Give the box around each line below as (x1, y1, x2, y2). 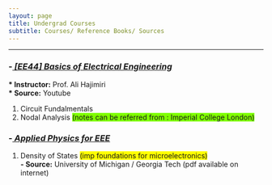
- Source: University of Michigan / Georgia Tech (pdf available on (19, 159, 239, 169)
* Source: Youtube (8, 88, 71, 98)
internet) (19, 167, 49, 178)
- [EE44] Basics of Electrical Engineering (8, 61, 172, 73)
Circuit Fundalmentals (19, 103, 93, 113)
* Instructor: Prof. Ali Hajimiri (8, 79, 106, 89)
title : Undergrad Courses (8, 19, 96, 27)
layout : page (8, 11, 53, 20)
